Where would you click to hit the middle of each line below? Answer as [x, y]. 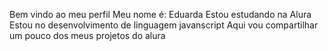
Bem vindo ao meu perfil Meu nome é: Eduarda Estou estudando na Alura [160, 14]
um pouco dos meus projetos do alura [87, 35]
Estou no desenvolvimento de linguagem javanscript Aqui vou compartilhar [164, 25]
